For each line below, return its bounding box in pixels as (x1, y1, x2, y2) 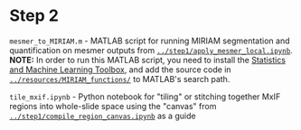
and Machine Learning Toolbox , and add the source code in (9, 64, 232, 75)
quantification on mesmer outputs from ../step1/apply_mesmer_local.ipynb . (9, 44, 294, 55)
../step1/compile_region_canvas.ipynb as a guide (9, 110, 196, 121)
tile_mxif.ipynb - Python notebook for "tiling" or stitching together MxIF (9, 91, 281, 102)
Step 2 (9, 5, 59, 26)
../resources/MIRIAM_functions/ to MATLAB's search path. (9, 73, 230, 84)
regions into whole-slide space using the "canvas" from (9, 100, 217, 111)
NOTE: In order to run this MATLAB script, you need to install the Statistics (9, 54, 287, 65)
